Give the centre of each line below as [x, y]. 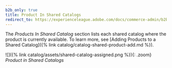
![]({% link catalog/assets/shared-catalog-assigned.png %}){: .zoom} [79, 55]
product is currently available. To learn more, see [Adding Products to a [81, 39]
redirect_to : [19, 19]
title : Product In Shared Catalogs [43, 15]
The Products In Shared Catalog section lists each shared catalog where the [86, 34]
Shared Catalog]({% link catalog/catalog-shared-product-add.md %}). [80, 45]
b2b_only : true [21, 10]
